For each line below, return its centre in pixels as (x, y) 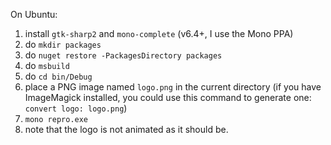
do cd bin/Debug (58, 76)
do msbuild (47, 65)
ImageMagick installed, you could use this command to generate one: (168, 97)
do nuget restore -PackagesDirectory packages (123, 55)
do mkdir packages (63, 44)
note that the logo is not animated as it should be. (126, 129)
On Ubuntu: (34, 14)
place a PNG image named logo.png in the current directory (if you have (173, 87)
